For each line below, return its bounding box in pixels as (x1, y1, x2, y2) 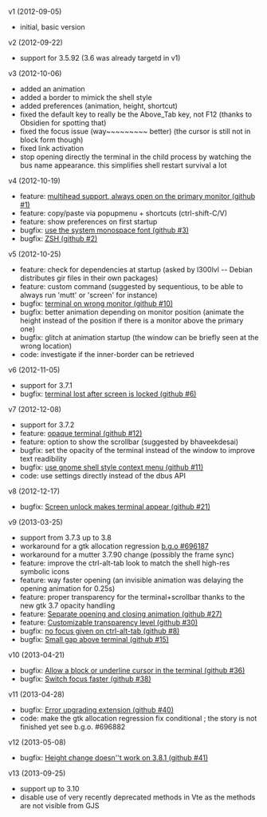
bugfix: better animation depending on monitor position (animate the (19, 307, 245, 316)
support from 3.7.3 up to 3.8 (19, 533, 112, 542)
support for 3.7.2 (19, 420, 75, 430)
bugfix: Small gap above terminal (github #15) (19, 635, 170, 644)
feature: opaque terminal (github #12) (19, 429, 143, 438)
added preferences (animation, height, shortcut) (19, 101, 178, 110)
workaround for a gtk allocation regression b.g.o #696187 (19, 541, 209, 550)
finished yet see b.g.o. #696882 (19, 722, 126, 732)
